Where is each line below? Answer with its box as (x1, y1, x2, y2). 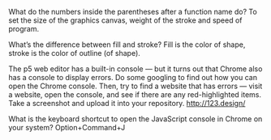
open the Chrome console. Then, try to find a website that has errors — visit (8, 81, 263, 91)
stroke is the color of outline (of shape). (8, 49, 140, 57)
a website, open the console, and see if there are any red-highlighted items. (8, 90, 262, 100)
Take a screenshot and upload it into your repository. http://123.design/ (8, 99, 246, 108)
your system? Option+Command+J (8, 123, 126, 132)
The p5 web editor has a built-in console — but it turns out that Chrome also (8, 64, 263, 74)
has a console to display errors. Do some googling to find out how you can (8, 73, 258, 82)
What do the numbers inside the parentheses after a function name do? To (8, 7, 257, 16)
